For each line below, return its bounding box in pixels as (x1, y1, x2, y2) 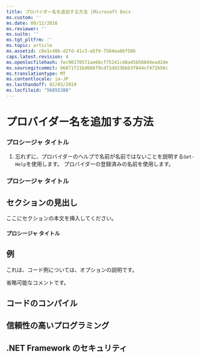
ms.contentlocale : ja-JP (6, 76, 69, 82)
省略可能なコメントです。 (6, 278, 69, 286)
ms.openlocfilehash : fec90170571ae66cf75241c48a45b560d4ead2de (6, 59, 169, 65)
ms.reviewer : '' (6, 25, 47, 32)
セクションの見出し (6, 197, 78, 208)
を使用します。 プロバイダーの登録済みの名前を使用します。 (26, 160, 175, 168)
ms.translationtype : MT (6, 71, 66, 77)
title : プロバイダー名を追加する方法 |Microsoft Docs (6, 8, 131, 15)
